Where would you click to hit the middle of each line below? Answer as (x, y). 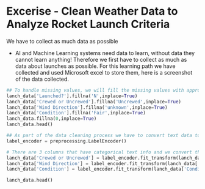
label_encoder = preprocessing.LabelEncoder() (67, 141)
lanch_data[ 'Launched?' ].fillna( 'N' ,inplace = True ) (72, 96)
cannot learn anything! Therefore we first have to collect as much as (101, 59)
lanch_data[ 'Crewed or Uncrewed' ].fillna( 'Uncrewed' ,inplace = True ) (94, 102)
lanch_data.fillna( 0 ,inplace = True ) (52, 119)
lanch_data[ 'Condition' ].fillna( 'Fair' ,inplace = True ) (76, 113)
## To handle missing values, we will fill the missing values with (95, 90)
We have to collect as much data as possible (62, 41)
